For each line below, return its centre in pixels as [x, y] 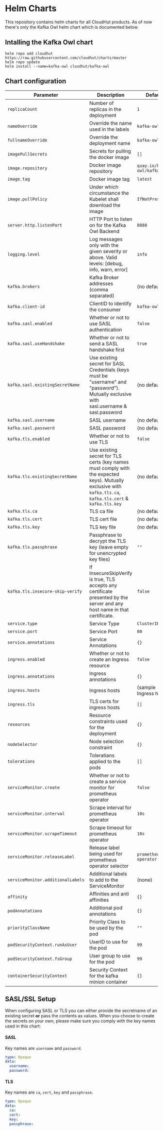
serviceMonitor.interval [36, 814]
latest [145, 179]
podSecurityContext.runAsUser [42, 945]
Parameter [46, 95]
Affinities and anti [109, 893]
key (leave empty [109, 547]
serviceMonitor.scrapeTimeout [42, 833]
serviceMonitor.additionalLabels [46, 880]
